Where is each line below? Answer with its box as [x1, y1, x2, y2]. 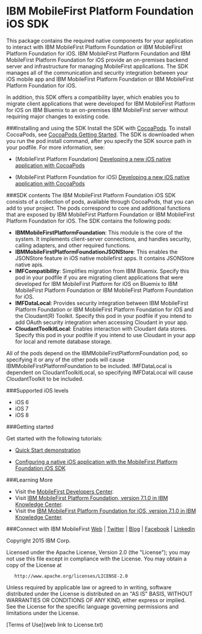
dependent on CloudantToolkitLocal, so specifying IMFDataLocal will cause [6, 369, 194, 376]
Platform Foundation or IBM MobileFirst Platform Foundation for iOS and [14, 306, 194, 313]
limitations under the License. [6, 609, 80, 617]
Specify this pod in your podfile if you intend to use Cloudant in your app [14, 331, 196, 338]
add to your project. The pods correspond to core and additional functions [6, 204, 191, 212]
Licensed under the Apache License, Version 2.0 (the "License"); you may [6, 548, 191, 556]
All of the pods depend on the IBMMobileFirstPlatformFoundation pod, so [6, 349, 188, 357]
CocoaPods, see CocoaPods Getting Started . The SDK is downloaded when [6, 131, 195, 138]
